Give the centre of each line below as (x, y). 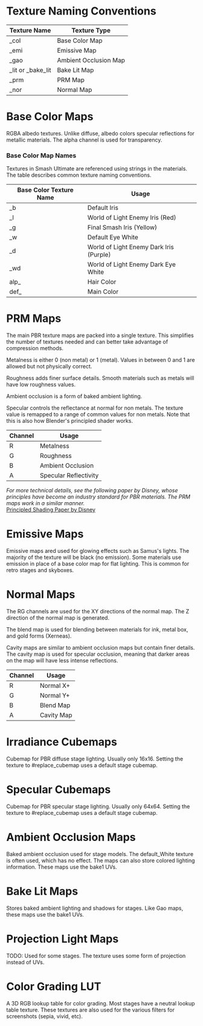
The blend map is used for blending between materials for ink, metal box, (97, 629)
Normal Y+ (55, 695)
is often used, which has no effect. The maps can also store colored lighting (101, 860)
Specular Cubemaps (59, 790)
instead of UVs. (25, 962)
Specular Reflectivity (69, 475)
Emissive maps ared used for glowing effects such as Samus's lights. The (98, 551)
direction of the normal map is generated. (58, 618)
